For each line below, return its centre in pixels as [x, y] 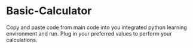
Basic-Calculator [49, 11]
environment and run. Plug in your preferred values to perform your [89, 33]
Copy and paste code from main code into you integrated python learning [96, 27]
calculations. [22, 40]
